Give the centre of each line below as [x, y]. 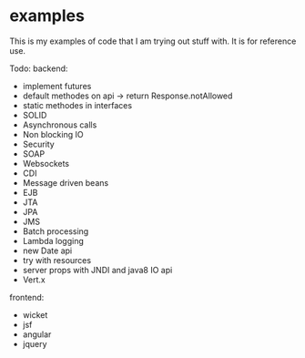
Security [38, 144]
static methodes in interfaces [77, 105]
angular [37, 334]
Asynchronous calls [60, 125]
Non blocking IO [53, 134]
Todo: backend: [39, 68]
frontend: [27, 297]
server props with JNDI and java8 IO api [97, 270]
